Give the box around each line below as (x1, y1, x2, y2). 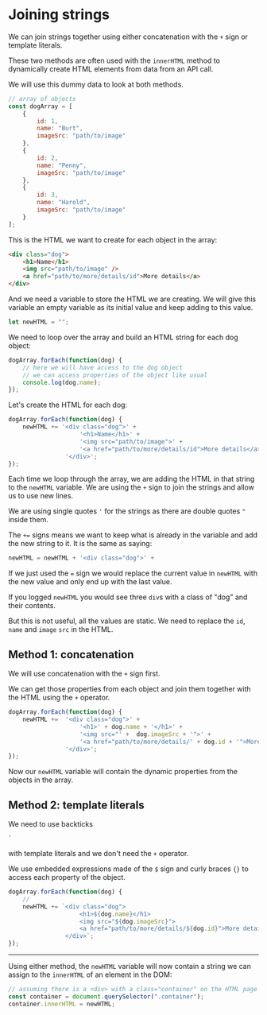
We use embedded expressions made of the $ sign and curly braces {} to (8, 864, 249, 874)
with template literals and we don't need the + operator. (8, 849, 189, 858)
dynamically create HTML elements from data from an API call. (8, 64, 214, 73)
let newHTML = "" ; (8, 318, 69, 327)
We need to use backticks (8, 819, 94, 829)
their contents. (8, 601, 56, 610)
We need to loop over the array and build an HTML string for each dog (8, 332, 238, 342)
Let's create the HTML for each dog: (8, 400, 128, 410)
